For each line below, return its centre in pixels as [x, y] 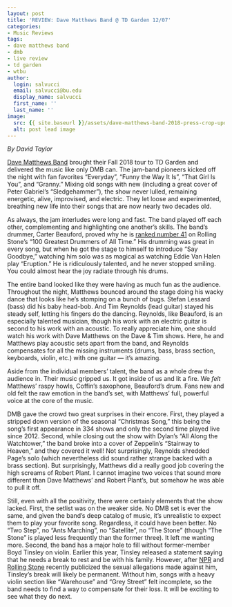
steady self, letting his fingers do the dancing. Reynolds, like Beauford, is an [115, 314]
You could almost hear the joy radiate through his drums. [88, 271]
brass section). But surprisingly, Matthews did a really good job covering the [116, 466]
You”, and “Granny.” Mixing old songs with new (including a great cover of [112, 185]
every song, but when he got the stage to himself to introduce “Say [103, 249]
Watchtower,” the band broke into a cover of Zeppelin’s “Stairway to [104, 444]
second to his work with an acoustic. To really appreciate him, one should [112, 328]
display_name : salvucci [47, 97]
